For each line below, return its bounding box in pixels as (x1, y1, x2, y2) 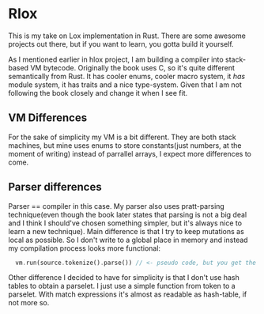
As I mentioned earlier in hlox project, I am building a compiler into (8, 55, 224, 64)
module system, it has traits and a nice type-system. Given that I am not (8, 80, 243, 89)
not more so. (8, 298, 50, 308)
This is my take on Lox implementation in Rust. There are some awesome (8, 31, 247, 40)
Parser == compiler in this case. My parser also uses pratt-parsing (8, 201, 225, 210)
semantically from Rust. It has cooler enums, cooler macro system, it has (8, 71, 246, 81)
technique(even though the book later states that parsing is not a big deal (8, 210, 247, 219)
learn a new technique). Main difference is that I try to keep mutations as (8, 226, 245, 236)
